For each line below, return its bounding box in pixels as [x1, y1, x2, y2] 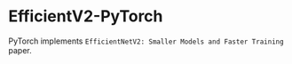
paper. [8, 44, 32, 55]
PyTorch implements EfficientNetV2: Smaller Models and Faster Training [8, 36, 285, 46]
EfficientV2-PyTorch [8, 6, 163, 27]
